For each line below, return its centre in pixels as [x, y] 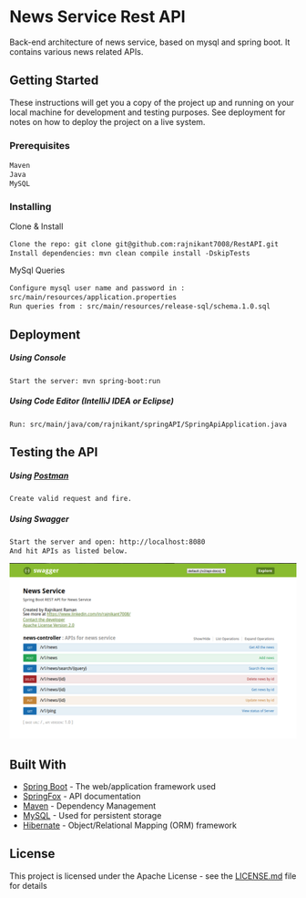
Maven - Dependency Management [89, 806]
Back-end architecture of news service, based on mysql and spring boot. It [150, 42]
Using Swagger [40, 518]
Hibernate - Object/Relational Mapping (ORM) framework [129, 825]
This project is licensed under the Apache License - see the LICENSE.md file [153, 876]
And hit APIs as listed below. [69, 551]
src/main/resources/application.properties [93, 298]
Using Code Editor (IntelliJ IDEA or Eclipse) [92, 401]
